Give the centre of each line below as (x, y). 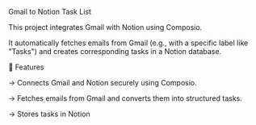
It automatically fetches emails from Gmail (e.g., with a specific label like (128, 43)
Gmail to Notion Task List (50, 12)
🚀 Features (26, 67)
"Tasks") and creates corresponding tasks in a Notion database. (115, 51)
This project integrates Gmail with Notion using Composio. (105, 27)
